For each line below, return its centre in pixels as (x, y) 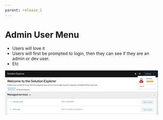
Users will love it (28, 48)
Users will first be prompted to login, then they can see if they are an (81, 53)
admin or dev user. (31, 59)
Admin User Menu (42, 35)
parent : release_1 (24, 10)
